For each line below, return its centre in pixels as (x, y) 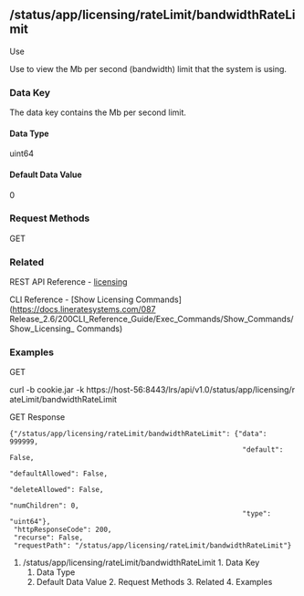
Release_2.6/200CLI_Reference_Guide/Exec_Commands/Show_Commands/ (152, 319)
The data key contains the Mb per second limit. (98, 112)
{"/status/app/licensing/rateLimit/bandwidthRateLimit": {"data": (138, 434)
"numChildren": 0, (44, 506)
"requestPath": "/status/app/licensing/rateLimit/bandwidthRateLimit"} (152, 546)
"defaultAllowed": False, (58, 474)
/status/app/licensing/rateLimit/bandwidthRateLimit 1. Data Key (141, 563)
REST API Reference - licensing (68, 282)
